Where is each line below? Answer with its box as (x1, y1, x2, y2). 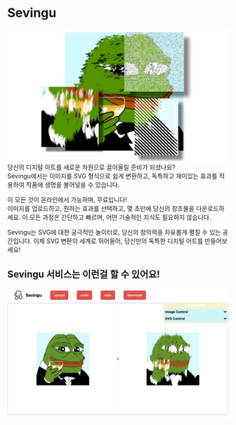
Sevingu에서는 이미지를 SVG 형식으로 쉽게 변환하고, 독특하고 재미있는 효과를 (7, 172, 218, 181)
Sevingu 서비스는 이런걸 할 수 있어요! (7, 268, 160, 280)
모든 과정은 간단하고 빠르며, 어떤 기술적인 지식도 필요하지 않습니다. (29, 213, 211, 222)
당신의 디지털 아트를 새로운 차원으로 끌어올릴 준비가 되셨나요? (7, 163, 176, 171)
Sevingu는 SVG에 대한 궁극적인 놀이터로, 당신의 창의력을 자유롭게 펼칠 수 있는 (7, 228, 221, 237)
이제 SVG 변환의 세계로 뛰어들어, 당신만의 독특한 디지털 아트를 (33, 237, 204, 245)
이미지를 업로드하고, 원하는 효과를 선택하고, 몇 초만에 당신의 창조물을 (7, 204, 195, 213)
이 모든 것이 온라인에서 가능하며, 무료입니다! (7, 195, 128, 204)
